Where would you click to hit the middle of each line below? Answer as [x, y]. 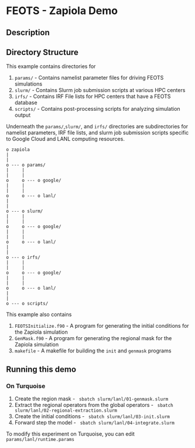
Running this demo [41, 369]
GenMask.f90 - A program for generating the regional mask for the [93, 338]
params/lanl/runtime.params [40, 440]
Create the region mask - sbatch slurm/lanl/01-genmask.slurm [91, 399]
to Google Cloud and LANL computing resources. [65, 139]
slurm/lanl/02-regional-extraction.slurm [66, 411]
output [23, 115]
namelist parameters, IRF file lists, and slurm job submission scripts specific [97, 133]
